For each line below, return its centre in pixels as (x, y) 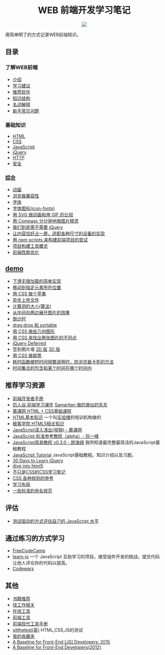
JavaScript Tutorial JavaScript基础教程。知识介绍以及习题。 (74, 455)
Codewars (23, 569)
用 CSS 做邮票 (27, 356)
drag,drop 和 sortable (35, 325)
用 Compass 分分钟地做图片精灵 (45, 221)
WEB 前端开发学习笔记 (84, 10)
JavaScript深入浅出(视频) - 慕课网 (47, 430)
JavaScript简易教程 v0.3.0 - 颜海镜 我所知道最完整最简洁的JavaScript (84, 442)
